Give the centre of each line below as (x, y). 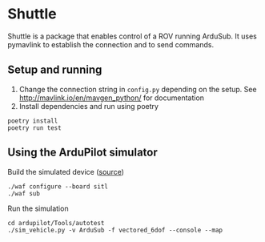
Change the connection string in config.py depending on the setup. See (138, 89)
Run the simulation (38, 208)
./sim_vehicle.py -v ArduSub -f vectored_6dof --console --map (115, 230)
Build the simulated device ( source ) (66, 171)
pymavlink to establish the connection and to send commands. (110, 44)
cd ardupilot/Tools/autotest (56, 223)
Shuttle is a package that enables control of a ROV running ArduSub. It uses (132, 36)
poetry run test (34, 128)
